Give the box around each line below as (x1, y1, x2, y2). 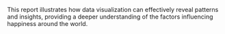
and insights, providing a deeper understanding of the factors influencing (7, 13, 213, 21)
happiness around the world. (7, 20, 88, 27)
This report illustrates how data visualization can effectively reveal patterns (7, 6, 219, 13)
